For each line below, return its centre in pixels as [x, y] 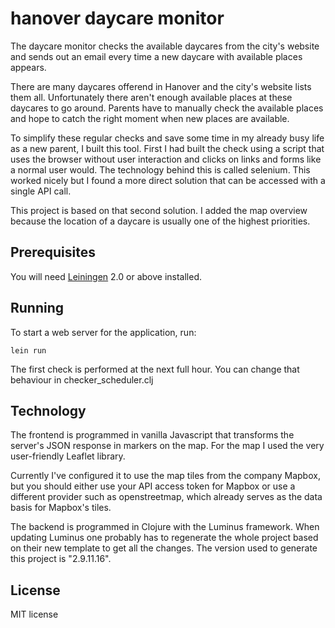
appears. [28, 67]
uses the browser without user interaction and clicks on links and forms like [166, 159]
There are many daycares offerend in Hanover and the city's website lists [161, 86]
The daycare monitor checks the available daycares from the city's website [165, 46]
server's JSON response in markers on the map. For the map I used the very [167, 446]
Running [37, 308]
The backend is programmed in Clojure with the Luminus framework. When [165, 527]
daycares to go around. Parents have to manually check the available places [167, 108]
